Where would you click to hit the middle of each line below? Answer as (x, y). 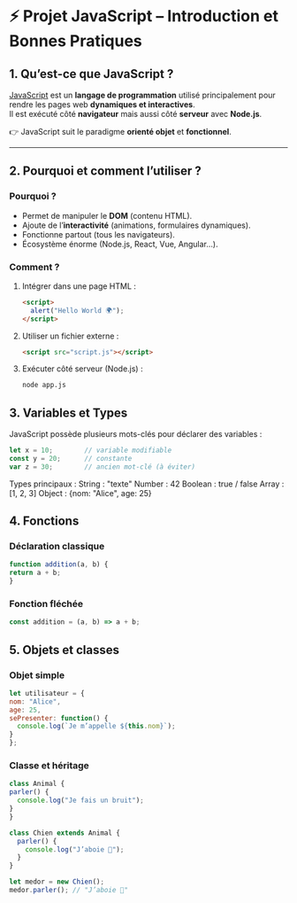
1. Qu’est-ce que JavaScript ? (91, 74)
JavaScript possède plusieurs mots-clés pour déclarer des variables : (136, 434)
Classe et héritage (49, 766)
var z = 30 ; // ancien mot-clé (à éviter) (103, 467)
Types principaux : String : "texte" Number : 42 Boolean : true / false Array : (147, 484)
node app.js (44, 385)
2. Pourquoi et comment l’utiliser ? (105, 171)
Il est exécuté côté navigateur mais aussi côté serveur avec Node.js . (136, 114)
